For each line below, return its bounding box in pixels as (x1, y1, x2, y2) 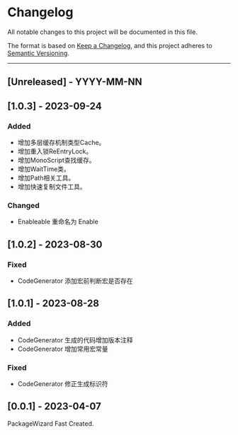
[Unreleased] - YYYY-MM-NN (7, 76, 142, 88)
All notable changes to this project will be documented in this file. (7, 28, 198, 36)
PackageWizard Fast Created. (7, 419, 94, 428)
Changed (7, 200, 40, 210)
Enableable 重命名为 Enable (17, 217, 99, 226)
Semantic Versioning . (7, 49, 69, 57)
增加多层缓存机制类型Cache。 (17, 139, 106, 147)
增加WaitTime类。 (17, 165, 71, 173)
